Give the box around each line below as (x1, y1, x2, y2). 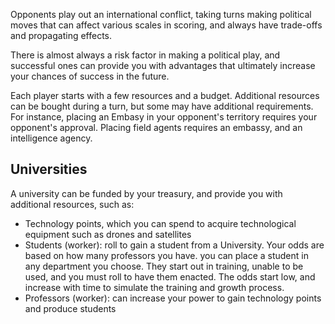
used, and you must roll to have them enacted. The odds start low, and (24, 270, 316, 283)
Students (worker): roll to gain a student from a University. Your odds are (24, 239, 325, 251)
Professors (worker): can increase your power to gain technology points (24, 292, 322, 304)
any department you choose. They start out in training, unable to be (24, 260, 304, 272)
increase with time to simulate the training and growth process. (24, 281, 285, 293)
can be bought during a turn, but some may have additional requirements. (10, 100, 314, 112)
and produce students (24, 302, 117, 314)
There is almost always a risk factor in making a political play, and (10, 49, 281, 61)
